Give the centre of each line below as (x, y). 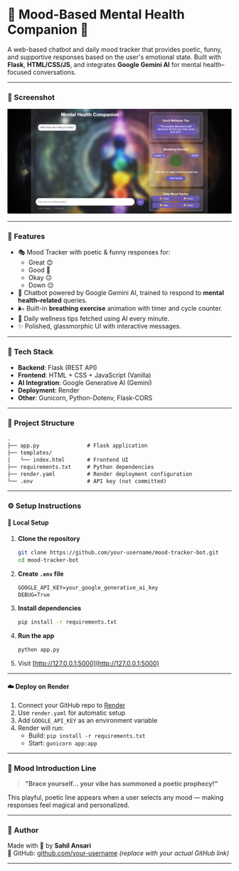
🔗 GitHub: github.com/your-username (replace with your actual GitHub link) (118, 853)
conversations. (55, 72)
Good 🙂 (39, 270)
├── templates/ (30, 453)
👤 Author (23, 830)
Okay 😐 (40, 278)
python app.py (38, 649)
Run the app (36, 635)
